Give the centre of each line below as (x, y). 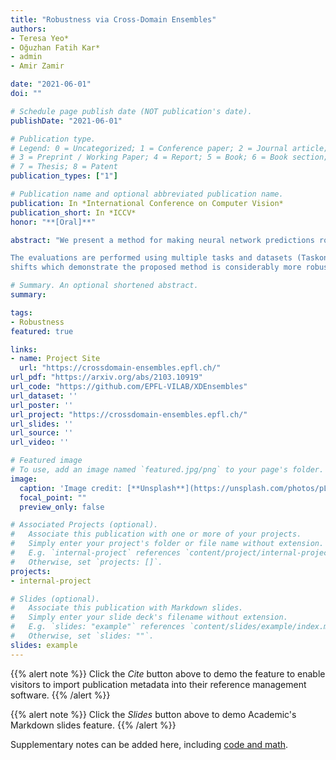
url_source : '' (42, 433)
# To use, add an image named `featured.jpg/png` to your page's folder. (167, 470)
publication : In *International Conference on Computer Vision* (147, 203)
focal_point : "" (53, 497)
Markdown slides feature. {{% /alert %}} (93, 725)
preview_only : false (62, 507)
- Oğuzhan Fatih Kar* (55, 47)
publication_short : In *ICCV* (73, 212)
